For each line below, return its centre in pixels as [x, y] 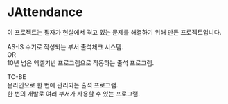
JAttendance [45, 12]
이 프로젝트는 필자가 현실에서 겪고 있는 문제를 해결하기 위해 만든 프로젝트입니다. [114, 32]
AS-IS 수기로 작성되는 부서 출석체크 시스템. [65, 46]
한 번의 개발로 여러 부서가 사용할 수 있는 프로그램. [74, 94]
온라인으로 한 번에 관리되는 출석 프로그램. [63, 85]
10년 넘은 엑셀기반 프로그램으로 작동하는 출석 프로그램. [81, 62]
